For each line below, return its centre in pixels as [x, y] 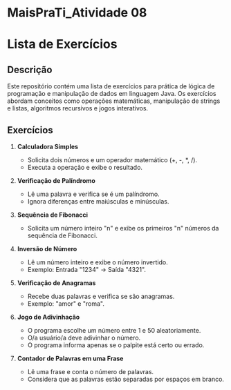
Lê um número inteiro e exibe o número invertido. [98, 262]
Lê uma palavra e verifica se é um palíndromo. [94, 194]
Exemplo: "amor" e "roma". [66, 304]
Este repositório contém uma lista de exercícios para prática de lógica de [111, 86]
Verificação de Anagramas [56, 283]
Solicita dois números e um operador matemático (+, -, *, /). [112, 160]
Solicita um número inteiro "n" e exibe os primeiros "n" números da [123, 228]
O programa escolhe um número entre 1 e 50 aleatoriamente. [114, 330]
